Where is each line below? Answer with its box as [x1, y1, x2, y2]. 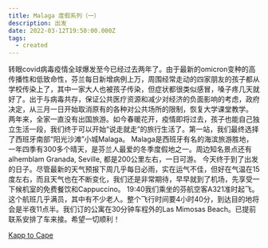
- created [15, 42, 48, 50]
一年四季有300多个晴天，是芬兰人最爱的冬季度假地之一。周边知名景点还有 [8, 145, 253, 154]
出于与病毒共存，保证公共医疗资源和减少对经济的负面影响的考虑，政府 [29, 94, 260, 104]
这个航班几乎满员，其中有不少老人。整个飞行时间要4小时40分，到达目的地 [8, 194, 253, 204]
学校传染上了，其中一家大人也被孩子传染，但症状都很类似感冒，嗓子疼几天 [8, 85, 253, 94]
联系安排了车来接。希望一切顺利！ [8, 214, 120, 224]
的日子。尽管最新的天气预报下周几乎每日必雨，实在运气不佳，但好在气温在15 [8, 165, 260, 174]
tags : [8, 34, 26, 42]
